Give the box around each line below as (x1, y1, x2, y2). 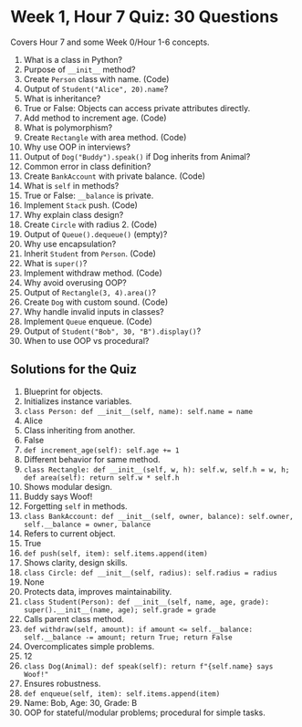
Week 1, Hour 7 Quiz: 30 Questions (10, 6, 279, 27)
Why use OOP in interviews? (23, 141, 131, 152)
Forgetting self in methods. (23, 500, 128, 512)
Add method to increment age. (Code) (23, 112, 167, 123)
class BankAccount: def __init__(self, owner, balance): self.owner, (23, 512, 295, 521)
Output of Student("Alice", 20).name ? (23, 83, 169, 94)
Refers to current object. (23, 527, 116, 539)
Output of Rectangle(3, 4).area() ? (23, 286, 156, 297)
